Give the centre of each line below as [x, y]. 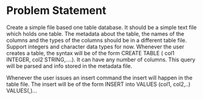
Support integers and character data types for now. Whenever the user [95, 47]
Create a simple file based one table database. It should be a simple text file [101, 27]
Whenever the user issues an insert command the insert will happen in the [100, 78]
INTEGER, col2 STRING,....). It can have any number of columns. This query [101, 59]
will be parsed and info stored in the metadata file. [69, 66]
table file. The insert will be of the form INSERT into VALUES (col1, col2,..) [98, 84]
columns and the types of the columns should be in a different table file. [97, 40]
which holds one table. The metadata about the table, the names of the [95, 33]
